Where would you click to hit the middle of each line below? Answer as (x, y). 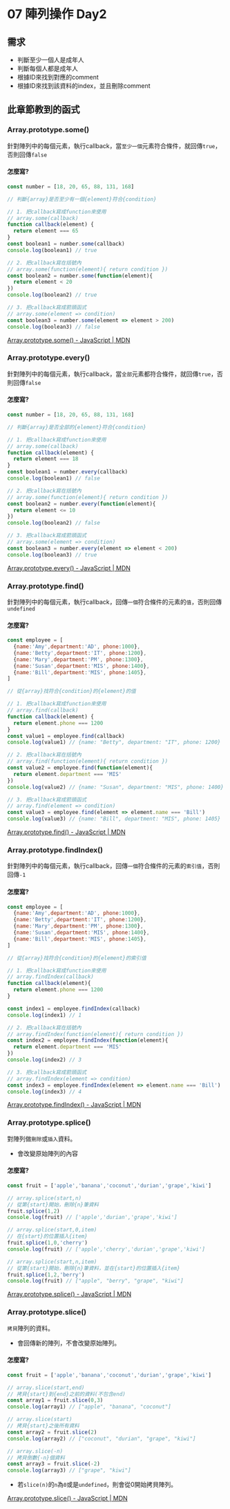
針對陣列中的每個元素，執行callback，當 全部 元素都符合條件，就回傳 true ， (112, 374)
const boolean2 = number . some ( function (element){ (80, 275)
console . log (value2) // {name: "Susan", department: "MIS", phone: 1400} (116, 787)
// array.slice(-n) (35, 1451)
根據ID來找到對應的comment (58, 77)
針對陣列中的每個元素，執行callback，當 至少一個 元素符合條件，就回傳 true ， (114, 145)
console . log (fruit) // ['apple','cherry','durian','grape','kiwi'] (106, 1249)
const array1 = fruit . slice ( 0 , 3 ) (55, 1400)
